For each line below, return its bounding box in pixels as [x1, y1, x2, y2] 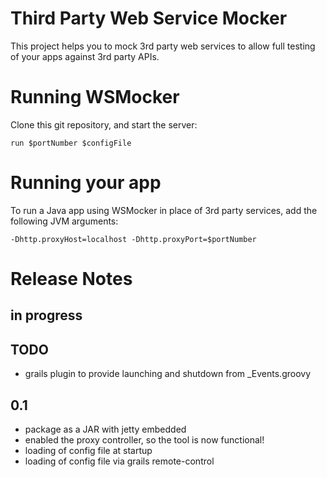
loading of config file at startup [24, 445, 153, 457]
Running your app [10, 172, 162, 194]
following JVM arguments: [10, 215, 119, 227]
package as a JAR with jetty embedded [24, 423, 187, 436]
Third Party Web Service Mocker [10, 7, 288, 30]
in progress [10, 307, 83, 324]
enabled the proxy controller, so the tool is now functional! [24, 434, 265, 446]
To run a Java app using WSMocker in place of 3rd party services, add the [10, 204, 318, 216]
